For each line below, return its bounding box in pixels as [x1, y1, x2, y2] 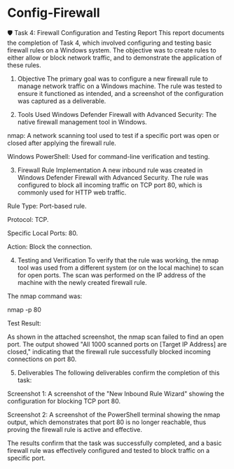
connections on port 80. [7, 355, 77, 363]
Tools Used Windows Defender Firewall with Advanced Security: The [17, 110, 217, 118]
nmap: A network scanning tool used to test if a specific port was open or [7, 131, 219, 139]
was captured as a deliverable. [17, 97, 106, 105]
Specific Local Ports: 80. [7, 229, 78, 237]
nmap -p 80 [7, 305, 42, 314]
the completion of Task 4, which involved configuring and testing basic [7, 38, 212, 47]
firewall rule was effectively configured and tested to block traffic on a [7, 446, 210, 454]
